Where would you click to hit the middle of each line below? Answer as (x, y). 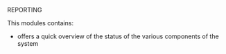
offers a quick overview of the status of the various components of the (118, 36)
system (28, 43)
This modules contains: (41, 23)
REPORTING (25, 10)
